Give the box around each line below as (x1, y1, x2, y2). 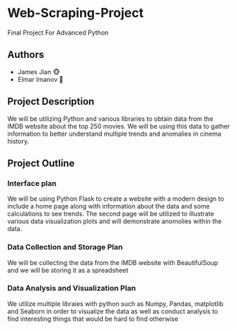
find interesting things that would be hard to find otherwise (7, 314, 179, 323)
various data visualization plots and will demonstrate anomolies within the (7, 217, 222, 225)
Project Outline (7, 157, 75, 169)
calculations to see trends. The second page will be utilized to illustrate (7, 210, 214, 218)
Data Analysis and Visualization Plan (7, 283, 137, 293)
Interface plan (7, 178, 57, 188)
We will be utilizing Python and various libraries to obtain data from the (7, 114, 214, 123)
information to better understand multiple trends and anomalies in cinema (7, 129, 221, 138)
